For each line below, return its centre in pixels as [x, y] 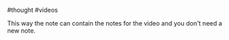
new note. [22, 31]
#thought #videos [33, 10]
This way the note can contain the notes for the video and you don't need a [115, 23]
